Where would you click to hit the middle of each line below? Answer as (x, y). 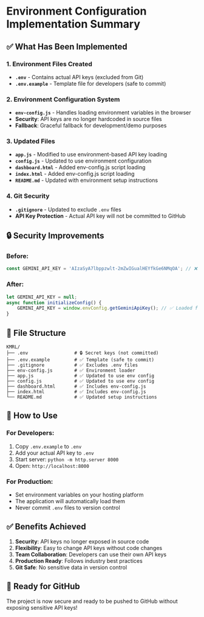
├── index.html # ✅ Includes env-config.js (76, 392)
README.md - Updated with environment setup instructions (87, 180)
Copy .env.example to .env (48, 446)
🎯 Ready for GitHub (43, 586)
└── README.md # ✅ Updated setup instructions (82, 397)
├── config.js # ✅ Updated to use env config (80, 381)
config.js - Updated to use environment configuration (83, 161)
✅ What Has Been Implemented (67, 47)
